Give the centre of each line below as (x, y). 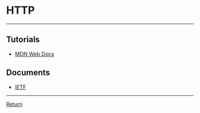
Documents (28, 73)
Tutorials (23, 40)
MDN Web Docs (35, 54)
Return (14, 104)
